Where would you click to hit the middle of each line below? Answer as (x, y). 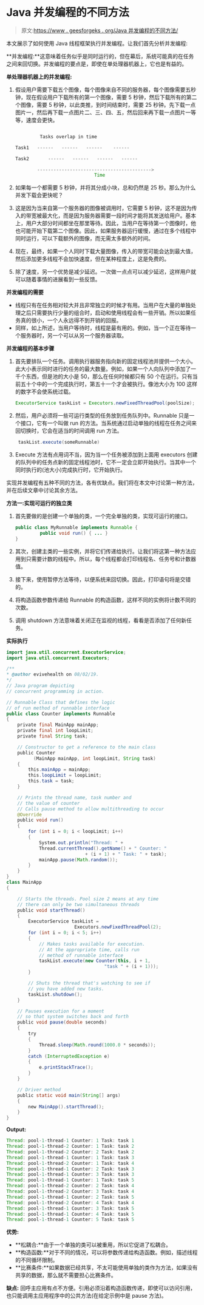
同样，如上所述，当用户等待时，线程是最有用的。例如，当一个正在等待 (103, 328)
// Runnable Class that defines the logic (61, 702)
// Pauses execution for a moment (61, 1011)
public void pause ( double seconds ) (62, 1022)
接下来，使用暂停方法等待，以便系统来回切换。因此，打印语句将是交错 (103, 579)
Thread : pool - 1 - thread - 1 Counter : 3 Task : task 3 (70, 1174)
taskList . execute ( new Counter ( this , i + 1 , (94, 961)
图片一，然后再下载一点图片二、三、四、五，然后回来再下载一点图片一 (103, 112)
